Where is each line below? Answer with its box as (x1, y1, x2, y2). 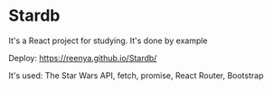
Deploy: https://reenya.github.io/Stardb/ (8, 52, 157, 63)
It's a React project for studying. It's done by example (8, 35, 209, 46)
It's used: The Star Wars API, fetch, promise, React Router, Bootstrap (8, 69, 264, 81)
